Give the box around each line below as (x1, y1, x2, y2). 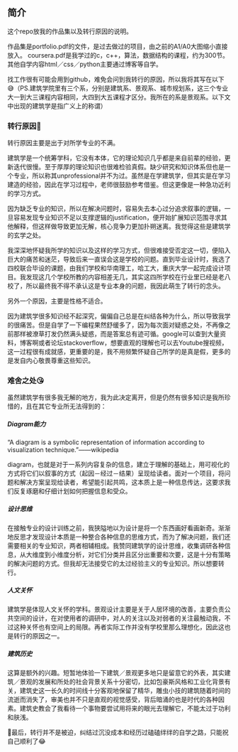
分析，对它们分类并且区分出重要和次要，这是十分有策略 (69, 550, 231, 559)
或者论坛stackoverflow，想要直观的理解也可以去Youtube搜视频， (38, 338, 228, 347)
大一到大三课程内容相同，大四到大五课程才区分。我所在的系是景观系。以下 (7, 92, 225, 101)
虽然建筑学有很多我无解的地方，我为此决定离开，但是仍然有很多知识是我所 (7, 393, 225, 402)
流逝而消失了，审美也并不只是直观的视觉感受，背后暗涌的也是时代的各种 (7, 695, 218, 704)
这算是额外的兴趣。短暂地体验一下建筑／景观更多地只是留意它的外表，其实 (7, 669, 225, 677)
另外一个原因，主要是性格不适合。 (7, 297, 107, 306)
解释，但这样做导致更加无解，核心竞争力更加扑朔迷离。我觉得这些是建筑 (13, 222, 225, 231)
